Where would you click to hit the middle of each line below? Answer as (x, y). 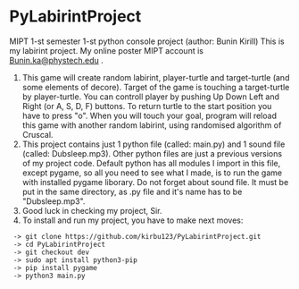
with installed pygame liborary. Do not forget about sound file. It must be (155, 182)
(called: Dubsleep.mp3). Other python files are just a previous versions (152, 153)
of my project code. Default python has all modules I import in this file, (151, 163)
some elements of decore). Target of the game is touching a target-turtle (156, 87)
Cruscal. (37, 134)
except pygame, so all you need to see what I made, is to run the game (152, 173)
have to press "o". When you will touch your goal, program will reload (149, 115)
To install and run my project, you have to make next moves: (133, 220)
